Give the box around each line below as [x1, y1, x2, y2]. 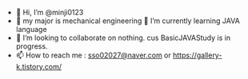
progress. [15, 41, 48, 51]
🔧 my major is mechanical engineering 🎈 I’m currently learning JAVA [15, 16, 240, 26]
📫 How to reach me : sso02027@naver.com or [15, 50, 172, 60]
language [15, 25, 47, 34]
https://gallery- [172, 50, 222, 60]
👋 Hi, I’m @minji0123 [15, 8, 84, 17]
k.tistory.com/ [15, 62, 62, 71]
